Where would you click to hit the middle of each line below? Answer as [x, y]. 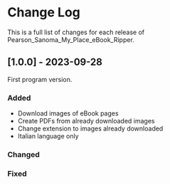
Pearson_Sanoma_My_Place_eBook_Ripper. [71, 39]
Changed [24, 154]
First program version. [40, 79]
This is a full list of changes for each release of [76, 32]
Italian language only [48, 136]
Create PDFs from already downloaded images [86, 121]
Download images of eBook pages [68, 113]
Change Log [44, 12]
